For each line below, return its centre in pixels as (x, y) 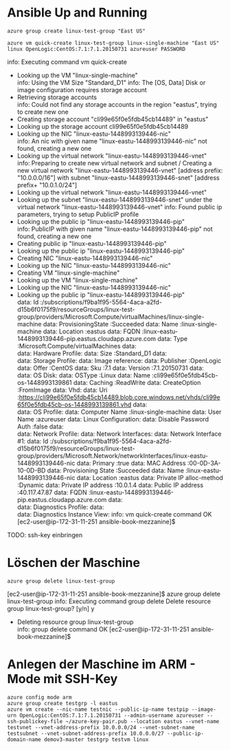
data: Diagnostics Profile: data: (60, 507)
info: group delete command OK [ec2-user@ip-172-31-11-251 (103, 629)
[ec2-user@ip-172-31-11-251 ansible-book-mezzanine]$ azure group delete (114, 594)
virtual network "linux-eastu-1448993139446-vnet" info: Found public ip (119, 207)
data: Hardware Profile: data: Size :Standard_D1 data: (92, 353)
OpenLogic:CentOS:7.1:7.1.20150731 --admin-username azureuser (112, 715)
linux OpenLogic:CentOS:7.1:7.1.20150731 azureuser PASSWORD (96, 49)
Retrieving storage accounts (57, 97)
